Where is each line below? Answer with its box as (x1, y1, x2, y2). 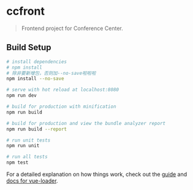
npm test (6, 159, 29, 166)
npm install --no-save (6, 75, 64, 82)
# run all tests (6, 154, 48, 160)
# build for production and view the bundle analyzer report (6, 120, 166, 126)
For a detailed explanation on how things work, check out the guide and (6, 170, 187, 178)
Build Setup (6, 42, 51, 53)
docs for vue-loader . (6, 177, 58, 184)
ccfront (6, 4, 45, 18)
